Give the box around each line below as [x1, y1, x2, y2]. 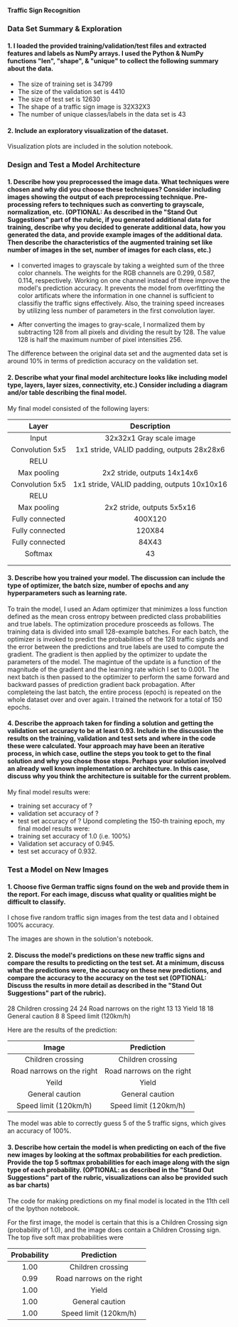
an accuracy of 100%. [7, 1126, 72, 1135]
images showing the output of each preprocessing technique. [7, 192, 193, 201]
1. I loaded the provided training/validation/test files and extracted [7, 41, 207, 50]
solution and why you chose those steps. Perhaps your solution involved [7, 757, 227, 765]
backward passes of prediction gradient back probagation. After [7, 680, 195, 688]
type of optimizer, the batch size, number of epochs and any [7, 581, 190, 590]
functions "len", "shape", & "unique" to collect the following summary [7, 56, 219, 65]
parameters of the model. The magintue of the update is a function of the [7, 657, 222, 666]
